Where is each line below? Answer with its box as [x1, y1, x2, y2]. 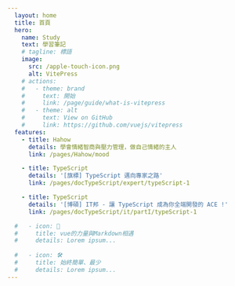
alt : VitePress [27, 70, 78, 78]
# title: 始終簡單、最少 [14, 258, 101, 266]
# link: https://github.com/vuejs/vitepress [21, 121, 183, 129]
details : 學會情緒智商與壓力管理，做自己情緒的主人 [27, 143, 177, 151]
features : [14, 128, 46, 136]
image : [21, 56, 43, 64]
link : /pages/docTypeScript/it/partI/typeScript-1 [27, 207, 197, 216]
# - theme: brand [21, 84, 85, 93]
